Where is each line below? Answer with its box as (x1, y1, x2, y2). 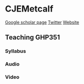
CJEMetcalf (5, 3, 53, 14)
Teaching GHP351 (5, 33, 60, 42)
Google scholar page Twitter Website (5, 19, 79, 25)
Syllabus (5, 48, 26, 55)
